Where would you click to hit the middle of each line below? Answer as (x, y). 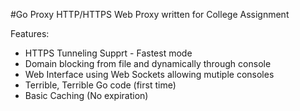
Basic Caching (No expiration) (86, 95)
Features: (30, 33)
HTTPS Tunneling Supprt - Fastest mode (108, 53)
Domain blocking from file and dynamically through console (148, 63)
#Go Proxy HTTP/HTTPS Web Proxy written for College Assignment (150, 14)
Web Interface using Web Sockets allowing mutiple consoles (149, 74)
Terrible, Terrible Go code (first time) (100, 85)
